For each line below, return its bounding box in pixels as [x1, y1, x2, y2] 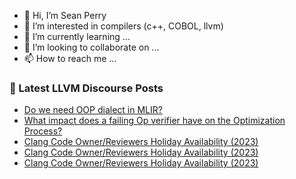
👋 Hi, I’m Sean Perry [23, 10, 107, 21]
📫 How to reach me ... [23, 53, 117, 64]
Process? [23, 125, 63, 137]
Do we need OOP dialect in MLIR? [23, 104, 163, 116]
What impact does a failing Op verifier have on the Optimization [23, 115, 286, 127]
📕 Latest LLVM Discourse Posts [9, 81, 164, 95]
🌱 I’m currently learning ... [23, 31, 131, 42]
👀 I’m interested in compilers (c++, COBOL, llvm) [23, 20, 224, 32]
